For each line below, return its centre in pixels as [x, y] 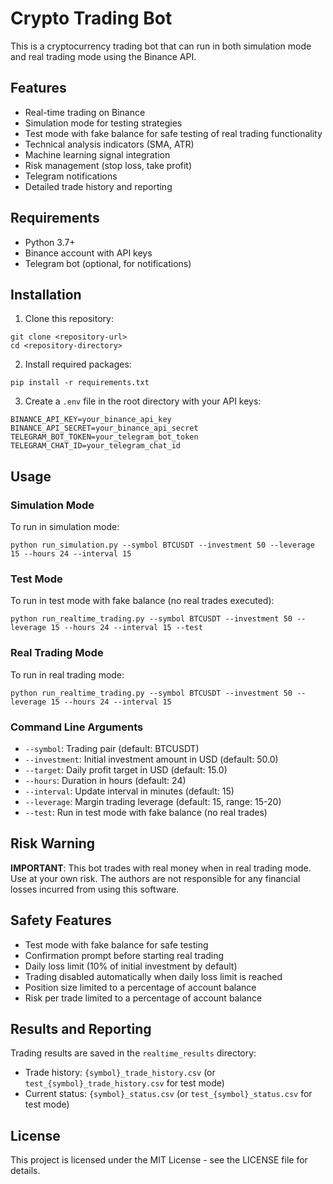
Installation [46, 294]
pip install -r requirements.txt [80, 383]
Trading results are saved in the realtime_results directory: [133, 1053]
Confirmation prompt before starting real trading [124, 955]
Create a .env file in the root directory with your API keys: [143, 401]
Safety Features [61, 920]
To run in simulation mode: [65, 527]
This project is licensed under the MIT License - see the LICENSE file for [159, 1160]
